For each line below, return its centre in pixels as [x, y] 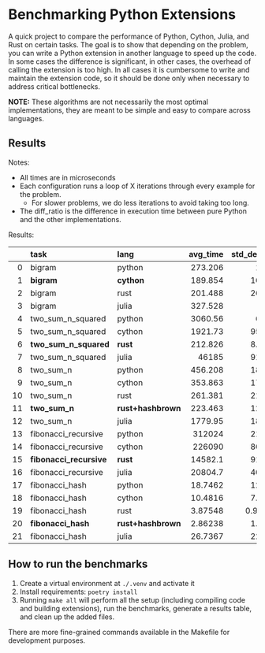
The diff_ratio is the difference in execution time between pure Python [133, 211]
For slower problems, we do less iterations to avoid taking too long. [140, 202]
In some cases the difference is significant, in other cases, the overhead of [130, 61]
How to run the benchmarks [78, 564]
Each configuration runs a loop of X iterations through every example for [137, 186]
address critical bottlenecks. [54, 86]
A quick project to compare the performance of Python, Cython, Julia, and [129, 36]
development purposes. [47, 640]
